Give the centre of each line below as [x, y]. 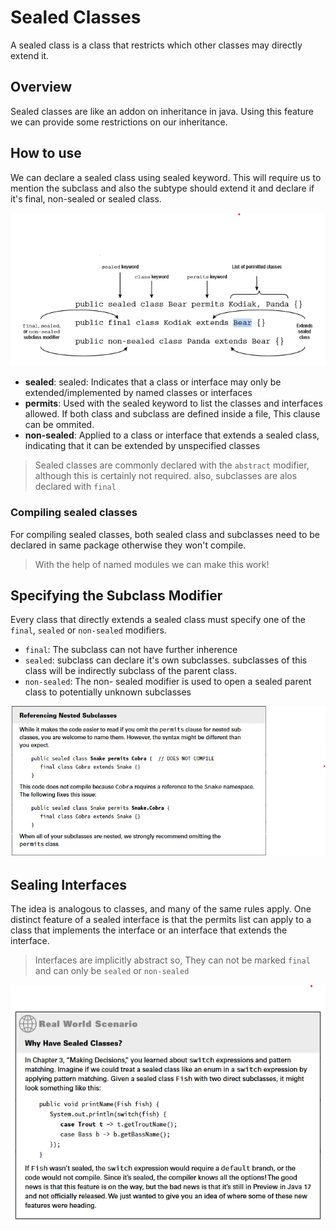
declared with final [75, 487]
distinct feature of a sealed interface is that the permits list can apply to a [161, 919]
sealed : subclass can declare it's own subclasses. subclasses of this [166, 660]
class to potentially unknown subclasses [108, 692]
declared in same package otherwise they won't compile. [128, 545]
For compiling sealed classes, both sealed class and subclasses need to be [165, 534]
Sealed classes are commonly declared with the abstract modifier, [172, 465]
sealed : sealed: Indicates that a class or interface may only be [153, 382]
